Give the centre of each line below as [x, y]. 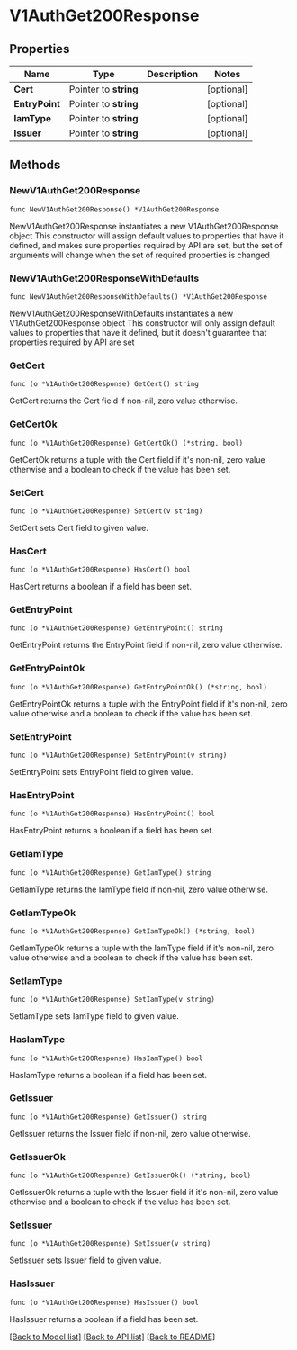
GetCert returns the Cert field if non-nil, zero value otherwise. [124, 400]
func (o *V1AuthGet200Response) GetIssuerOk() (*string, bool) [130, 1175]
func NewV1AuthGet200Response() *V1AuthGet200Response [114, 209]
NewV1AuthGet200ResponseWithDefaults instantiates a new [121, 313]
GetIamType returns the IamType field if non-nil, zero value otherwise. [139, 889]
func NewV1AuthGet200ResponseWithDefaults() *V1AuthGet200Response [139, 297]
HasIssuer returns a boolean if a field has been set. [104, 1318]
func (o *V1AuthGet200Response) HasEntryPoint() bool [112, 814]
